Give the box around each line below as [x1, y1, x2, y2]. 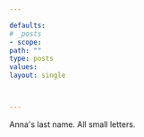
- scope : [9, 38, 42, 47]
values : [9, 63, 38, 72]
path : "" [9, 46, 42, 55]
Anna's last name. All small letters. [9, 118, 136, 130]
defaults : [9, 21, 47, 30]
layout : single [9, 71, 66, 81]
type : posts [9, 55, 54, 64]
